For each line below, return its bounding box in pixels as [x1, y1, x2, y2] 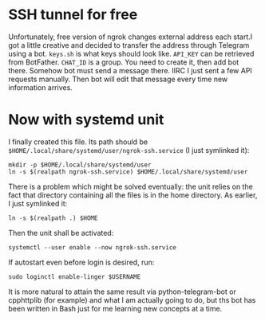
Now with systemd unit [8, 111, 164, 129]
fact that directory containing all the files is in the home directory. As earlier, [8, 190, 258, 200]
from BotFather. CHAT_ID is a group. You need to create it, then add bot [8, 57, 239, 67]
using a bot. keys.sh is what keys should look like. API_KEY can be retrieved [8, 49, 255, 58]
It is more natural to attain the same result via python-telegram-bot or [8, 287, 237, 296]
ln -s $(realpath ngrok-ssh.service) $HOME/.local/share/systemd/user [8, 167, 248, 176]
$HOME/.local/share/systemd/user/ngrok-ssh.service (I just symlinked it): [8, 145, 250, 155]
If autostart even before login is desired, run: [8, 257, 155, 267]
